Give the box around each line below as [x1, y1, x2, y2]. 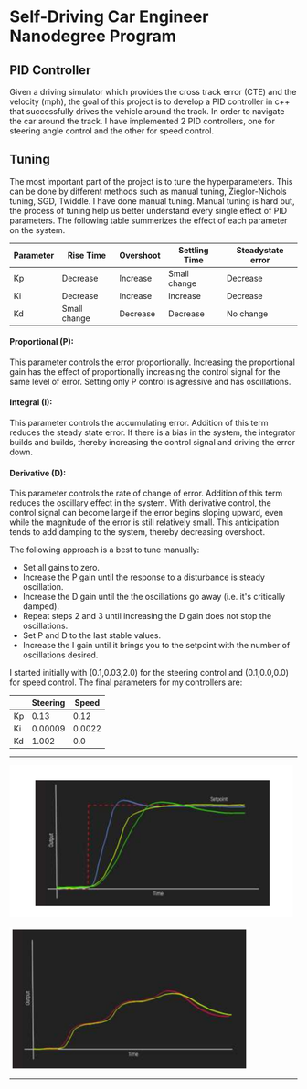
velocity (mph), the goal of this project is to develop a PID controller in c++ [9, 96, 291, 107]
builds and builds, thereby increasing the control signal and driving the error [9, 436, 295, 447]
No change [227, 308, 269, 319]
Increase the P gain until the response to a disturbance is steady [22, 571, 265, 582]
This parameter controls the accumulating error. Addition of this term [9, 417, 269, 428]
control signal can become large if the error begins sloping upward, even [9, 507, 283, 518]
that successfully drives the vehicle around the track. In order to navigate [9, 106, 285, 116]
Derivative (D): [9, 467, 67, 478]
